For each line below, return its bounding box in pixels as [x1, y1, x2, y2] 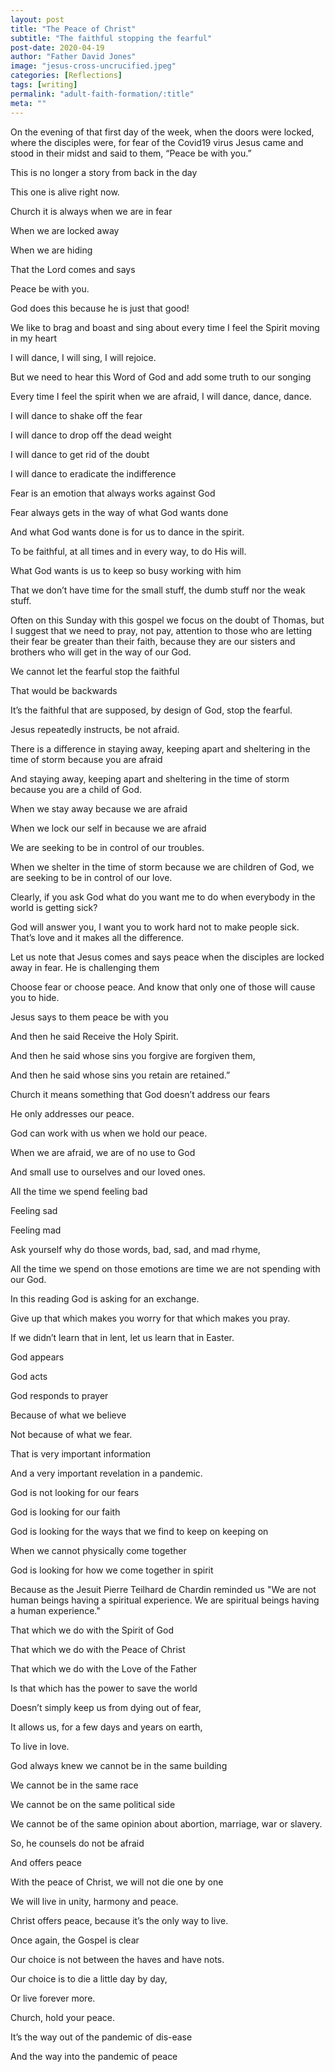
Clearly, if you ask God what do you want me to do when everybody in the [10, 891, 316, 903]
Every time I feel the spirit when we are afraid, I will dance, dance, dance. [10, 390, 312, 402]
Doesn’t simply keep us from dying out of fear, [10, 1701, 202, 1713]
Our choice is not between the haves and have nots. [10, 1953, 225, 1965]
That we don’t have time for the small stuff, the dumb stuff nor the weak [10, 584, 306, 596]
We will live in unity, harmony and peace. [10, 1895, 179, 1907]
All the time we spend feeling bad [10, 1185, 148, 1197]
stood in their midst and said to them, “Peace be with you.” [10, 147, 252, 159]
